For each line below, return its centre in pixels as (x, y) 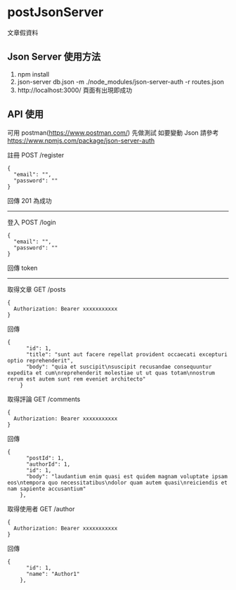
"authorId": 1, (48, 464)
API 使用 (26, 114)
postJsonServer (55, 12)
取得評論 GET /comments (44, 399)
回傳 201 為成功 (29, 200)
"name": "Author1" (53, 574)
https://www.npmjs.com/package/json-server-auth (81, 140)
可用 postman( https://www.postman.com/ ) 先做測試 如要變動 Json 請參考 (113, 132)
